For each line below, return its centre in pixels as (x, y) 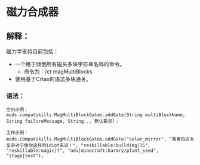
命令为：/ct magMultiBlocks (58, 71)
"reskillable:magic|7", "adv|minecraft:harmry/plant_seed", (83, 151)
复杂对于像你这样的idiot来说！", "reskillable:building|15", (79, 146)
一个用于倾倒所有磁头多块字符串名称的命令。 (70, 64)
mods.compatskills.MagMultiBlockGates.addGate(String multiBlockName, (96, 115)
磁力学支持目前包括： (32, 52)
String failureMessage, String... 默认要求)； (63, 122)
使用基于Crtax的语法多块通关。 (53, 79)
